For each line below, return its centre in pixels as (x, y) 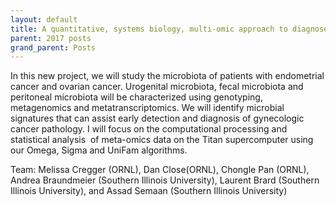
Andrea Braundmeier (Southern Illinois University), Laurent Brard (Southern (165, 180)
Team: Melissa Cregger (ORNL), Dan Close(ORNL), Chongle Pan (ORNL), (160, 170)
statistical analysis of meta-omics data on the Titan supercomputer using (162, 140)
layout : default (44, 19)
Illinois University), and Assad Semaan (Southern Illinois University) (149, 191)
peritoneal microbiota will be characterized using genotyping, (136, 97)
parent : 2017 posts (51, 38)
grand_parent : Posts (53, 47)
